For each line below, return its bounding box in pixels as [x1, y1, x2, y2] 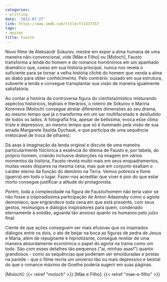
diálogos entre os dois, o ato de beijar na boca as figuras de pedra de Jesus [5, 230, 162, 236]
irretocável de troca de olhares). [5, 132, 71, 138]
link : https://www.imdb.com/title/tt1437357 [5, 21, 99, 26]
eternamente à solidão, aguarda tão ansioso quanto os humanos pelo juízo [5, 209, 159, 215]
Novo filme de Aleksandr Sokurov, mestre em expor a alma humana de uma [5, 48, 161, 55]
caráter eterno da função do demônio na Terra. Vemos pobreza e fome [5, 168, 151, 174]
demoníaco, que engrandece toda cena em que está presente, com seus [5, 199, 155, 205]
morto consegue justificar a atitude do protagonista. [5, 179, 112, 185]
